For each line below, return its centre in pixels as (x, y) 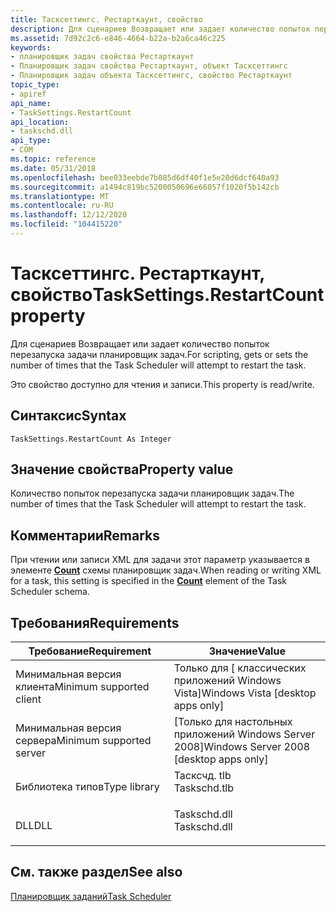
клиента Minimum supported (82, 687)
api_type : (31, 141)
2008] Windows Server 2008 (242, 747)
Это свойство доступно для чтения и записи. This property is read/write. (162, 384)
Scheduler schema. (50, 592)
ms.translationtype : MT (60, 196)
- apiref (28, 94)
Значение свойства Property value (122, 469)
